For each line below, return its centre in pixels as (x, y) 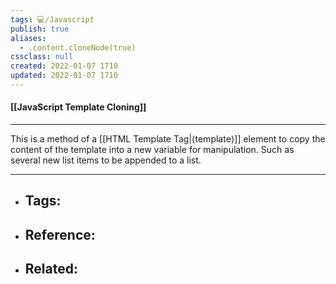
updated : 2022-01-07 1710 (64, 76)
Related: (51, 269)
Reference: (60, 234)
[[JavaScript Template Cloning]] (78, 107)
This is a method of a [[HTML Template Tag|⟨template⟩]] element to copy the (168, 139)
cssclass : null (42, 57)
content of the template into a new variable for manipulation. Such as (152, 150)
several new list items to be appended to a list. (106, 160)
